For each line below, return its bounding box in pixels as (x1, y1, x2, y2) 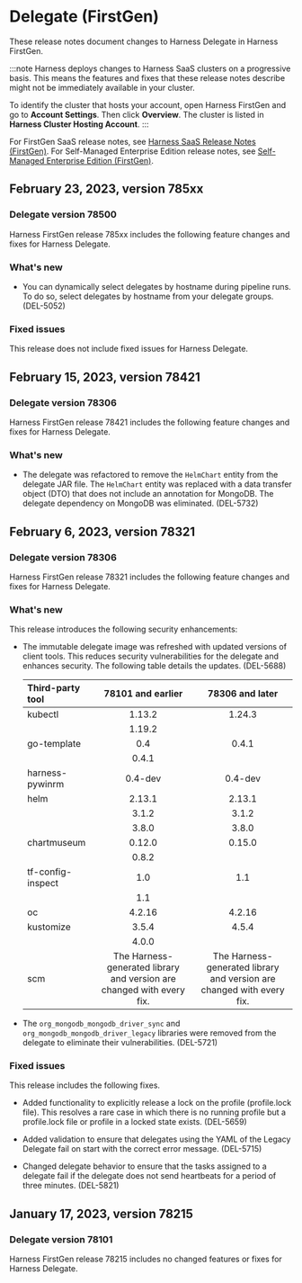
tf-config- (26, 866, 73, 878)
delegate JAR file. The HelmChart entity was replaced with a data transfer (22, 479, 292, 489)
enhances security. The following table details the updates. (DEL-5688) (22, 660, 287, 671)
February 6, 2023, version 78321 (9, 524, 196, 539)
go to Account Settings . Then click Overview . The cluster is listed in (9, 109, 264, 120)
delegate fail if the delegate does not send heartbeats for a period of (22, 1171, 277, 1181)
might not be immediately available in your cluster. (9, 82, 195, 93)
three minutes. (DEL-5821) (22, 1180, 120, 1191)
